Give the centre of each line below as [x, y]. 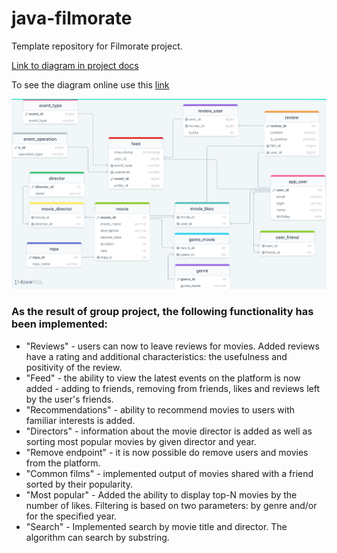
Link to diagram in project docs [75, 65]
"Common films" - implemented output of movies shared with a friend [169, 473]
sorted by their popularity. [79, 484]
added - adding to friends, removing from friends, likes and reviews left [172, 388]
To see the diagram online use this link [90, 84]
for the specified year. [71, 516]
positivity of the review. [74, 367]
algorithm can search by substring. [97, 537]
